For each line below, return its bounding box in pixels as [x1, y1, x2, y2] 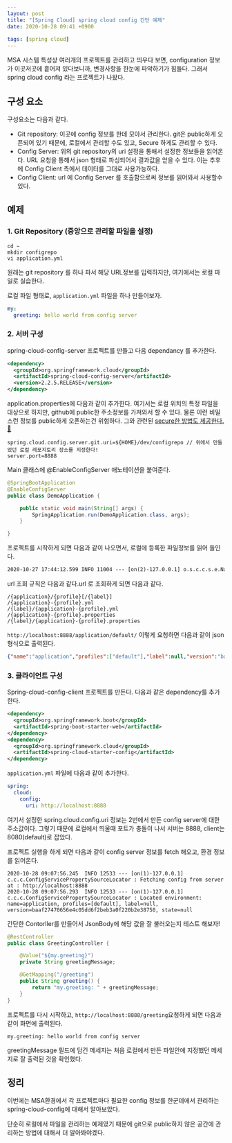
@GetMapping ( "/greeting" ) [19, 971, 95, 978]
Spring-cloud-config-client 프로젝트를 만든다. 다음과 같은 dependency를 [7, 688, 208, 697]
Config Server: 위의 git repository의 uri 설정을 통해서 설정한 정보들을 [17, 147, 205, 155]
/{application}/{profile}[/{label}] [7, 593, 113, 600]
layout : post [7, 10, 45, 17]
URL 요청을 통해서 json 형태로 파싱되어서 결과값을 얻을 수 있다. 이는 [26, 155, 209, 164]
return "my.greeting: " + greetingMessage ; [32, 984, 159, 991]
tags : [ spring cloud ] [7, 36, 70, 43]
